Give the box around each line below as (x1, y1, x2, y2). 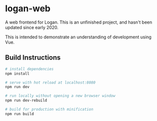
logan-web (5, 3, 51, 14)
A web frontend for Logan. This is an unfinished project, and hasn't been (5, 19, 153, 25)
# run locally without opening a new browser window (5, 93, 116, 98)
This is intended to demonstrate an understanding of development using (5, 34, 152, 40)
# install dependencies (5, 66, 54, 71)
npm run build (5, 111, 34, 116)
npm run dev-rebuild (5, 98, 48, 103)
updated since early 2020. (5, 24, 59, 30)
